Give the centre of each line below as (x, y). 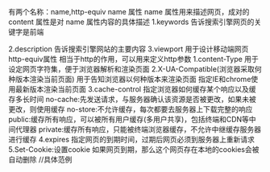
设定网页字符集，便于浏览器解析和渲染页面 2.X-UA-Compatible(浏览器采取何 (135, 69)
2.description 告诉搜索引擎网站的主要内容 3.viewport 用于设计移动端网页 (129, 49)
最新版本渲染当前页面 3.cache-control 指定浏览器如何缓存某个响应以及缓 (135, 89)
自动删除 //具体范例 (40, 160)
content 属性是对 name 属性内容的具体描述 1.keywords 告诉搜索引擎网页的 (131, 22)
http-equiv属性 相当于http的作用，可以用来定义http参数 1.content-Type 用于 (134, 59)
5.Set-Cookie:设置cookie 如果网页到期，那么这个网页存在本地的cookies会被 (134, 149)
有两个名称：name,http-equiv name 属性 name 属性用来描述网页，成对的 (129, 12)
